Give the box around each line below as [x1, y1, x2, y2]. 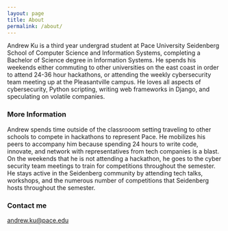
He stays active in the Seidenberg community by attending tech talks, [7, 169, 203, 177]
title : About [7, 16, 45, 23]
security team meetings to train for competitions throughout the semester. [7, 162, 216, 170]
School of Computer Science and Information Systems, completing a [7, 49, 201, 57]
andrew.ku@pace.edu [7, 216, 69, 224]
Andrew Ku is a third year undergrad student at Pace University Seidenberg [7, 42, 220, 50]
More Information [7, 110, 66, 119]
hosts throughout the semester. [7, 183, 96, 192]
